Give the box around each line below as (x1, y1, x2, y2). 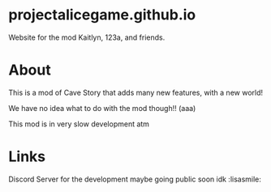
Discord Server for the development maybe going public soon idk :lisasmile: (8, 174, 262, 184)
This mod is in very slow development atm (8, 119, 150, 129)
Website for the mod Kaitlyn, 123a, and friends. (8, 32, 166, 42)
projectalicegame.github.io (8, 6, 196, 24)
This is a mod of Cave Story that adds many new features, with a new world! (8, 87, 264, 97)
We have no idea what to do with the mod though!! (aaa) (8, 103, 196, 113)
